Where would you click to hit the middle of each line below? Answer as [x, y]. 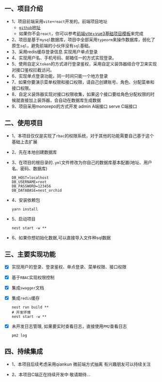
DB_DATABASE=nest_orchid [37, 190]
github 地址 [30, 27]
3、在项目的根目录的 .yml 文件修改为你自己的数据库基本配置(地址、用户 [82, 162]
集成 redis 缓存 [25, 298]
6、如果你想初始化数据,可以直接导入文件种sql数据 [61, 237]
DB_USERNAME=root [29, 182]
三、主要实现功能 [30, 255]
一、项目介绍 [24, 9]
